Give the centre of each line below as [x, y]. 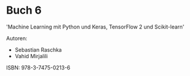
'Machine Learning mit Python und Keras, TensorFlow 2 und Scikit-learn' [95, 27]
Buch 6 [24, 10]
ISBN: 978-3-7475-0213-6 [38, 67]
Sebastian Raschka [38, 50]
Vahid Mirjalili [31, 56]
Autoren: [17, 38]
